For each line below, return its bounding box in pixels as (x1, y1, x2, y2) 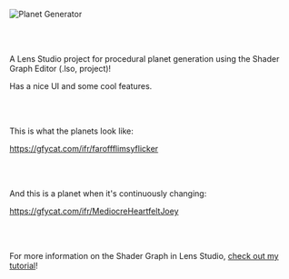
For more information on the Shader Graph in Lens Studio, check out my (9, 251, 279, 261)
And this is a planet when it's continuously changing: (9, 188, 207, 199)
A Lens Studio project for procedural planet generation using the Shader (9, 54, 280, 64)
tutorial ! (9, 260, 38, 271)
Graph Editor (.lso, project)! (9, 64, 112, 74)
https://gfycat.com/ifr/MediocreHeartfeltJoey (9, 205, 179, 216)
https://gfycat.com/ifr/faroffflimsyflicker (9, 144, 159, 154)
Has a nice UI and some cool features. (9, 81, 153, 91)
